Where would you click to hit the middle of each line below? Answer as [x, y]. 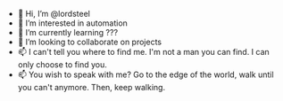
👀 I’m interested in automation [72, 23]
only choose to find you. [62, 65]
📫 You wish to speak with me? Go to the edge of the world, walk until [146, 74]
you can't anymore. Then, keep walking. [92, 87]
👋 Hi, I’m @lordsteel [54, 14]
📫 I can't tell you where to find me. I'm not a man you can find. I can [143, 52]
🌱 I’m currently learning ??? [68, 32]
